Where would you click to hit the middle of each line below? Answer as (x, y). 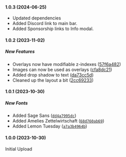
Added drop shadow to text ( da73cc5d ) (53, 74)
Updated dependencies (37, 18)
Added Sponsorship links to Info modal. (53, 29)
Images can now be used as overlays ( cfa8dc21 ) (62, 69)
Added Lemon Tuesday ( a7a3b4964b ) (50, 126)
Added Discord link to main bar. (45, 23)
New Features (20, 51)
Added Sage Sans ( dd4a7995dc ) (44, 115)
